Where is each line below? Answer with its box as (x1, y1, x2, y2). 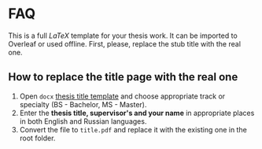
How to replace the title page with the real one (8, 70, 238, 84)
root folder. (19, 133, 56, 143)
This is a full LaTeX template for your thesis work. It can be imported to (8, 31, 238, 40)
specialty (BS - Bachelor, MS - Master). (19, 99, 147, 109)
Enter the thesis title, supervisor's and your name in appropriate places (19, 108, 255, 117)
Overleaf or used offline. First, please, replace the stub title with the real (8, 39, 242, 48)
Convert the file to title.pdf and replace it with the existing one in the (19, 125, 248, 134)
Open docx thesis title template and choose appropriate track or (19, 91, 226, 101)
